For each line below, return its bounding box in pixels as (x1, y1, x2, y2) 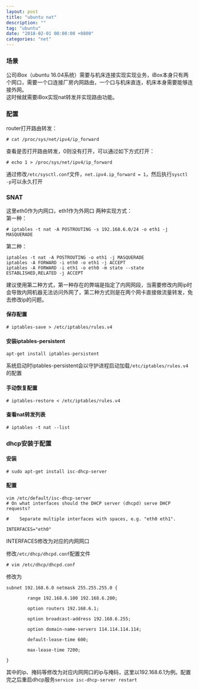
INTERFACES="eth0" (6, 527, 52, 533)
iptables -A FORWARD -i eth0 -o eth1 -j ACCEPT (6, 259, 126, 265)
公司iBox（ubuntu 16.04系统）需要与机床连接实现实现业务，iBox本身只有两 (6, 72, 189, 79)
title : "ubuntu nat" (6, 14, 57, 20)
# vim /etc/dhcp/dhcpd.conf (6, 562, 76, 568)
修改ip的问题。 (11, 296, 47, 303)
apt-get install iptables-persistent (6, 351, 99, 357)
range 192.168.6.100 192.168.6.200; (27, 595, 118, 601)
